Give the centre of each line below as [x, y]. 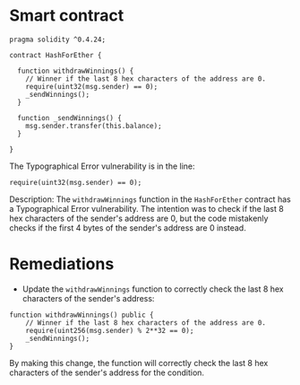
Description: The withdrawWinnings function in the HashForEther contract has [150, 199]
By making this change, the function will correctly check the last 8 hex [139, 363]
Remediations [62, 264]
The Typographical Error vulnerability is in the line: [102, 166]
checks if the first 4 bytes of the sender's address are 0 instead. [128, 227]
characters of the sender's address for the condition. [107, 372]
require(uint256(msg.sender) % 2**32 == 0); [110, 330]
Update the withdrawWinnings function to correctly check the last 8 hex [153, 289]
